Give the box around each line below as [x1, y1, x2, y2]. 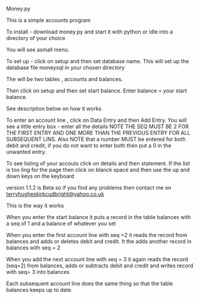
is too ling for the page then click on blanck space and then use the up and [6, 167, 190, 173]
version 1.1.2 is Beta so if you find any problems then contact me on [6, 184, 172, 191]
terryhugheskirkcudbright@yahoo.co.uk [6, 190, 104, 198]
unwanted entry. [6, 149, 46, 155]
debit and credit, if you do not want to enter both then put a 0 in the [6, 142, 172, 149]
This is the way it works [6, 202, 64, 209]
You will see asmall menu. [6, 46, 70, 53]
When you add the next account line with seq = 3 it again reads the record [6, 256, 189, 263]
